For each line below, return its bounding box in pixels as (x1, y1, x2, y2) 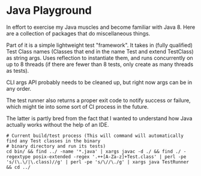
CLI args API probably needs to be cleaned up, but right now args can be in (6, 79, 193, 86)
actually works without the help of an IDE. (6, 121, 109, 128)
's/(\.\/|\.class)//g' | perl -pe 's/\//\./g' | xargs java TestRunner (6, 159, 189, 165)
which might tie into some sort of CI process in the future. (6, 103, 149, 110)
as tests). (6, 67, 29, 74)
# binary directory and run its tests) (6, 143, 106, 149)
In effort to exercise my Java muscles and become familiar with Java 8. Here (6, 23, 196, 31)
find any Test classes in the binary (6, 138, 101, 144)
